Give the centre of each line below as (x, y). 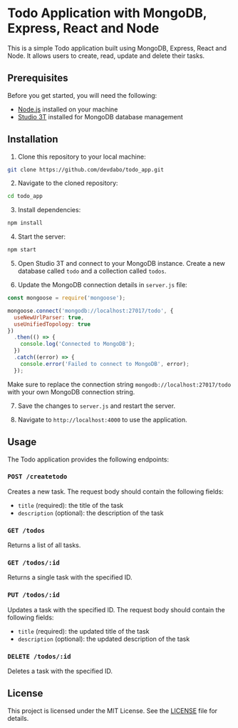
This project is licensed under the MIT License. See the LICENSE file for (113, 710)
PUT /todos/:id (34, 595)
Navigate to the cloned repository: (68, 183)
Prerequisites (38, 78)
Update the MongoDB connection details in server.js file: (102, 285)
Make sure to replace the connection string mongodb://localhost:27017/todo (119, 384)
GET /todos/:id (34, 563)
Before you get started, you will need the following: (82, 95)
